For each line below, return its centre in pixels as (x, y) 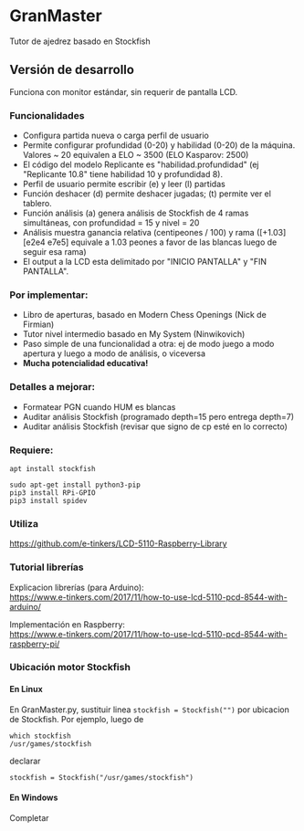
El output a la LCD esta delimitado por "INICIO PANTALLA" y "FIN (145, 262)
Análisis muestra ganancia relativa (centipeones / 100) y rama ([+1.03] (154, 233)
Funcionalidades (47, 115)
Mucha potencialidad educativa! (85, 363)
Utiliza (24, 523)
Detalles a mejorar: (52, 387)
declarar (25, 761)
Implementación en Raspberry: (68, 624)
